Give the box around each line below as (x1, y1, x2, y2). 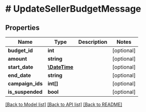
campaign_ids (8, 80, 43, 87)
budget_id (8, 47, 33, 54)
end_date (8, 72, 32, 79)
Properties (5, 23, 40, 32)
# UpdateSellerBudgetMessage (5, 3, 141, 15)
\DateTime (47, 64, 74, 70)
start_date (8, 64, 34, 70)
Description (78, 39, 108, 45)
